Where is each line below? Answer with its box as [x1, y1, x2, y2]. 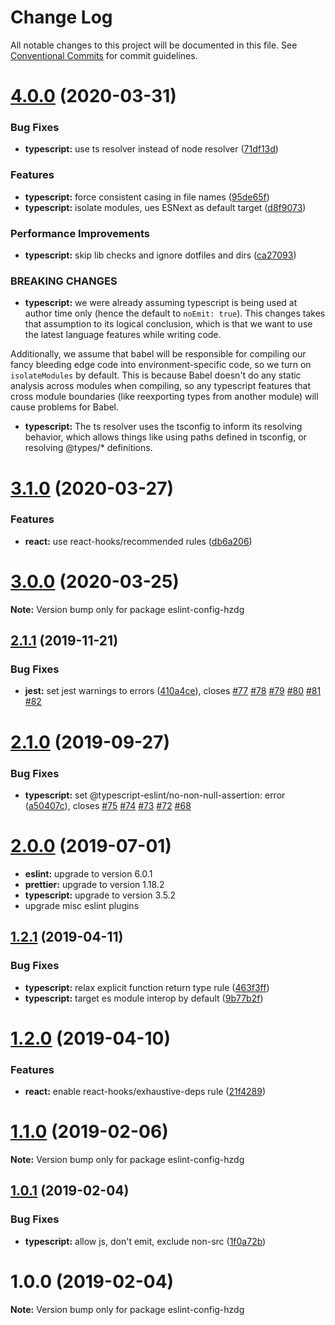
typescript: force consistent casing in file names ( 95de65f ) [24, 191, 270, 203]
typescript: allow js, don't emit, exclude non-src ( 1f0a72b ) [24, 1235, 267, 1247]
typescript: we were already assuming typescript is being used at [24, 297, 298, 309]
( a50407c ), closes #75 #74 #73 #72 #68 [24, 799, 192, 811]
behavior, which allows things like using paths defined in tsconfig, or [24, 431, 307, 443]
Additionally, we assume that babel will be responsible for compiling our [10, 348, 307, 360]
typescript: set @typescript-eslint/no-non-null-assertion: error [24, 789, 286, 801]
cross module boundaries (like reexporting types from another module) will [10, 391, 319, 403]
